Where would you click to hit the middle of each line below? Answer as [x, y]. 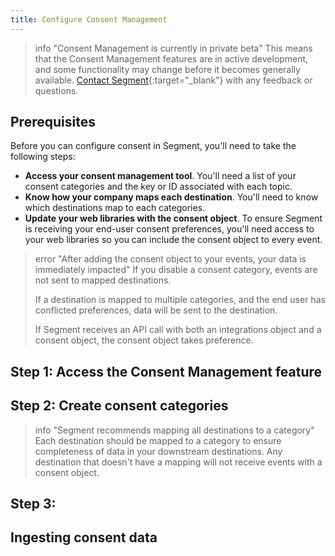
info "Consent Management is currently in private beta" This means [173, 48]
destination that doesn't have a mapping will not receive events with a [178, 462]
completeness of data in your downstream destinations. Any [158, 451]
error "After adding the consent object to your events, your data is [170, 259]
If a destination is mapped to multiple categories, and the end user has [180, 300]
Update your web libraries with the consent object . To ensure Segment [173, 218]
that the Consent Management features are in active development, [171, 58]
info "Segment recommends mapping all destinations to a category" [174, 430]
